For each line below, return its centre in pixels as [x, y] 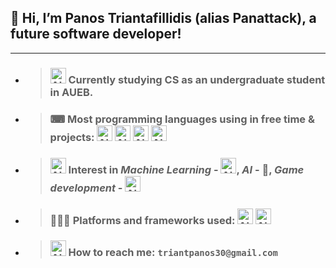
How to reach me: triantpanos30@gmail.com [173, 253]
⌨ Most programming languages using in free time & [182, 119]
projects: [72, 137]
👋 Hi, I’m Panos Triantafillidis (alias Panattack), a [163, 18]
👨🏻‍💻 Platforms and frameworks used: [142, 220]
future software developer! [96, 34]
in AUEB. [71, 92]
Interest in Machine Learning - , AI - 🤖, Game [186, 169]
